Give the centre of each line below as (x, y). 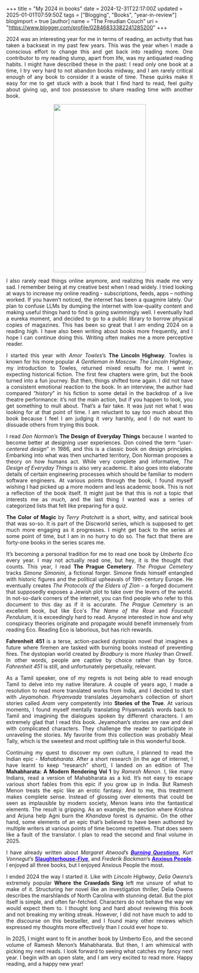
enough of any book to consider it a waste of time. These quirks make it (99, 77)
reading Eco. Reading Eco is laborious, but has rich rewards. (80, 630)
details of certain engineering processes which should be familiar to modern (99, 474)
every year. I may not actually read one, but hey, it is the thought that (99, 560)
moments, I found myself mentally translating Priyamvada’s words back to (99, 710)
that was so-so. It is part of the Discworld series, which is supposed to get (99, 523)
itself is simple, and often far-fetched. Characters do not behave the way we (99, 902)
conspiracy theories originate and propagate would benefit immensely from (99, 623)
